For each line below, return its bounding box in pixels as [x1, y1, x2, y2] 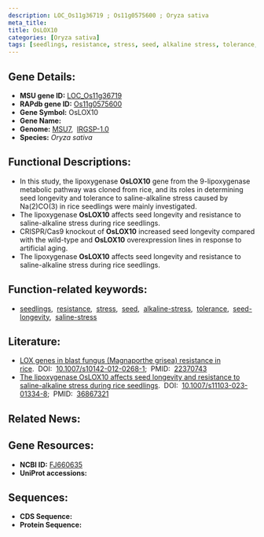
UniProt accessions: [19, 468, 88, 477]
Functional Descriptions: [8, 155, 131, 169]
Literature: [8, 335, 61, 348]
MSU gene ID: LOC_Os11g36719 [19, 91, 123, 100]
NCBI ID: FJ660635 [19, 460, 83, 469]
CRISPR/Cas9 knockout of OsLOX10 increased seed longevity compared [19, 226, 255, 236]
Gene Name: [19, 116, 61, 125]
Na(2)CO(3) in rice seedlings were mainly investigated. [19, 202, 198, 211]
